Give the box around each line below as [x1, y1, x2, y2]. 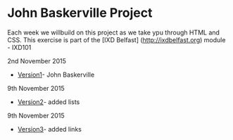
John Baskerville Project [7, 5, 153, 21]
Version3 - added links [17, 125, 82, 133]
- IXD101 [7, 43, 32, 51]
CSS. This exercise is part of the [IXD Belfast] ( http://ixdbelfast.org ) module [7, 35, 226, 44]
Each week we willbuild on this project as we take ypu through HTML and [7, 28, 220, 37]
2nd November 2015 [7, 56, 67, 65]
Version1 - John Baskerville [17, 70, 95, 79]
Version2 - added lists [17, 97, 80, 106]
